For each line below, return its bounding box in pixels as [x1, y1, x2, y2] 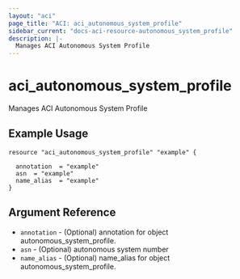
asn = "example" [15, 169, 74, 178]
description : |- [8, 34, 63, 43]
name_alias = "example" [15, 176, 99, 184]
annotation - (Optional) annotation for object [19, 227, 169, 237]
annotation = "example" [15, 163, 99, 171]
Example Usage [8, 127, 89, 141]
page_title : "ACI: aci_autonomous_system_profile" [8, 19, 183, 27]
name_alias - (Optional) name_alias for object [19, 252, 171, 263]
